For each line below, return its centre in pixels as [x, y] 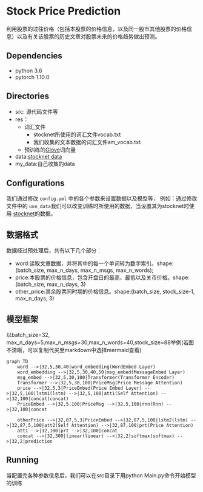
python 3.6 [28, 71]
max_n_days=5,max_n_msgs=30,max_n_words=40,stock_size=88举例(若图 [100, 342]
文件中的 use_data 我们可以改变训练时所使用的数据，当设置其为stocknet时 [98, 206]
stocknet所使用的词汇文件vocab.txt [77, 134]
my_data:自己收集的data [45, 164]
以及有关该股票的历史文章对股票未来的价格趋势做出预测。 [88, 36]
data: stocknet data [38, 156]
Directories [28, 96]
